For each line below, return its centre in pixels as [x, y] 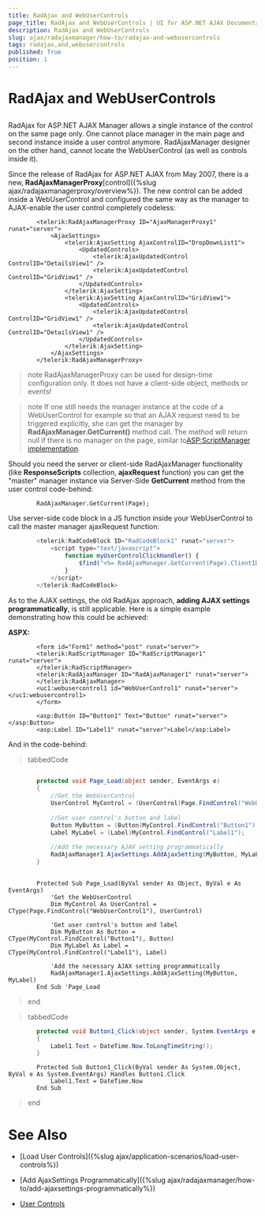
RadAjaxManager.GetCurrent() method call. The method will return [138, 432]
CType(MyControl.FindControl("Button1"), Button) [91, 938]
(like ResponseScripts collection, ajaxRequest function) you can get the [126, 472]
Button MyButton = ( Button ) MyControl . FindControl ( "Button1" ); [155, 825]
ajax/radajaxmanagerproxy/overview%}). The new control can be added [125, 191]
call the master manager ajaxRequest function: [84, 527]
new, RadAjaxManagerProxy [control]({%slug [82, 183]
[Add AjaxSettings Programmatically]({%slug [92, 1181]
